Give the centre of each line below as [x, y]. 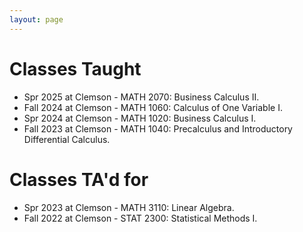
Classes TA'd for [79, 179]
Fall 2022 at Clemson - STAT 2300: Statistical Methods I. [140, 218]
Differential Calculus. [67, 139]
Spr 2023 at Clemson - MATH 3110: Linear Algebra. [129, 207]
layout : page [36, 19]
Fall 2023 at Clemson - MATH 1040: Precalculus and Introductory [158, 128]
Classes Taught [75, 68]
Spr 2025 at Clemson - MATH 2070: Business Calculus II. [141, 97]
